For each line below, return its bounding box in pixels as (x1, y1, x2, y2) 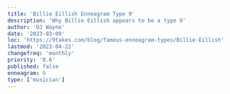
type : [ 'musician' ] (7, 76, 66, 83)
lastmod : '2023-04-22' (7, 43, 75, 50)
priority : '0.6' (7, 57, 56, 64)
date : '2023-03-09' (7, 30, 66, 37)
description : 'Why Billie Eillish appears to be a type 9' (7, 17, 187, 24)
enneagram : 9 (7, 69, 46, 76)
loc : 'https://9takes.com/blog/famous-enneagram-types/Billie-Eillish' (7, 37, 224, 44)
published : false (7, 63, 59, 70)
